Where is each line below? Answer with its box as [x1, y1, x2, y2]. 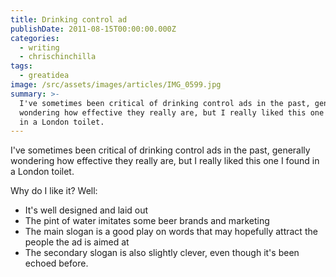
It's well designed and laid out [24, 204, 149, 216]
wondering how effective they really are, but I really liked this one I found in [10, 155, 320, 167]
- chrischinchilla [19, 52, 97, 62]
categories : [10, 33, 60, 43]
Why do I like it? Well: [10, 185, 98, 197]
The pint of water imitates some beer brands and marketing [24, 215, 270, 227]
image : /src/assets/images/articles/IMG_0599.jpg [10, 80, 222, 90]
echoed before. [24, 257, 89, 270]
